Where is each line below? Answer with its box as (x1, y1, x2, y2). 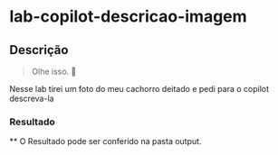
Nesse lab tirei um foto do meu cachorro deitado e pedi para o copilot (9, 84, 270, 94)
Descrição (9, 42, 69, 58)
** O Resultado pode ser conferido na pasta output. (9, 136, 202, 147)
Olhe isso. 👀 (31, 66, 77, 77)
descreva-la (9, 93, 54, 104)
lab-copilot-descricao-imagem (9, 6, 247, 27)
